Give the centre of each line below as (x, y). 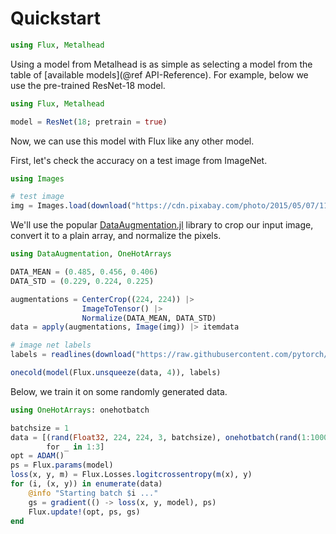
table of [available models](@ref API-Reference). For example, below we (159, 74)
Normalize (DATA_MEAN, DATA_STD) (149, 318)
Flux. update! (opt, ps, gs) (84, 512)
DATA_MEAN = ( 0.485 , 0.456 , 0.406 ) (84, 272)
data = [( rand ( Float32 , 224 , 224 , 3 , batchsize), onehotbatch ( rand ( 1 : (160, 437)
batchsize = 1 (40, 428)
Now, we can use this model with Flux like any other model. (132, 141)
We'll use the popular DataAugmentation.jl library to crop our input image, (162, 225)
